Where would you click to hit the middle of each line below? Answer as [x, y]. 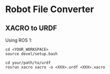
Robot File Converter [50, 9]
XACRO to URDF [31, 28]
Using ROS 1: [19, 40]
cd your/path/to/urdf [28, 63]
